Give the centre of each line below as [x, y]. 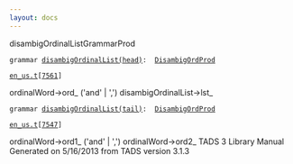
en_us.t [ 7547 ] [36, 124]
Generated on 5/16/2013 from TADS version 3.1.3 [100, 150]
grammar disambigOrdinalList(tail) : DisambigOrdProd [113, 109]
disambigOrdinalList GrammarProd [72, 43]
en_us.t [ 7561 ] [36, 76]
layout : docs [34, 18]
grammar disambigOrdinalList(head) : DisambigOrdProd [113, 59]
